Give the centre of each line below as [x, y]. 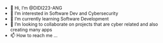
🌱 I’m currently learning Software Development [59, 19]
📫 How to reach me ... [34, 35]
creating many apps [31, 30]
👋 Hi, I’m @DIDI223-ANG [36, 8]
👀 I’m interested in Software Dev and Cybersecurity [64, 13]
